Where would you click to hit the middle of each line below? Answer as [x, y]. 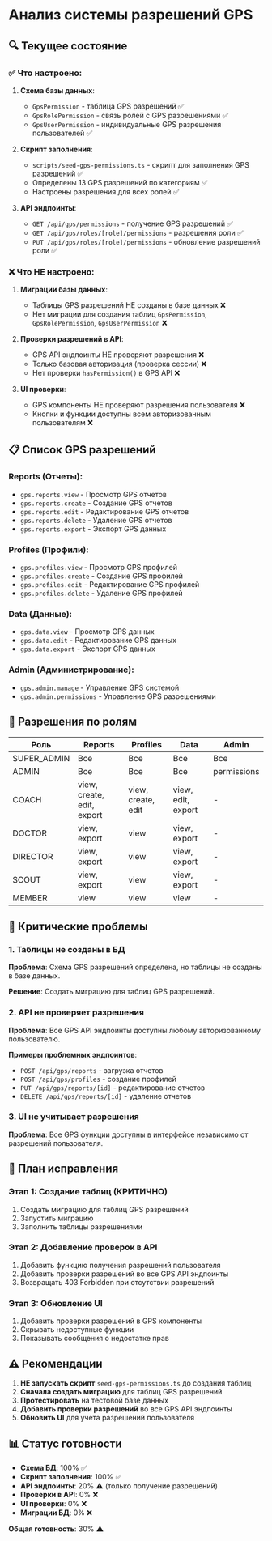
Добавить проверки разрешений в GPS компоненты [111, 1321]
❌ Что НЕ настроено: [51, 271]
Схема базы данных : [57, 90]
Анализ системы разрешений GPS [131, 15]
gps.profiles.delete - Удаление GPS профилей [102, 594]
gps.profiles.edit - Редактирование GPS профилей [110, 585]
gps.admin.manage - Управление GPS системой [100, 687]
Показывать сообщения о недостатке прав [95, 1339]
